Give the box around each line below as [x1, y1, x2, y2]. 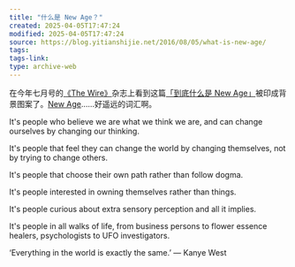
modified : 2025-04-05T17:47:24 [9, 29, 125, 38]
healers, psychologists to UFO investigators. [9, 230, 170, 240]
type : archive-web [9, 63, 77, 72]
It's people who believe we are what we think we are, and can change [9, 116, 263, 126]
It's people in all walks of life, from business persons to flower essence [9, 220, 268, 231]
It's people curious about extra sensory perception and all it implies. [9, 203, 257, 214]
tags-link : [9, 54, 49, 63]
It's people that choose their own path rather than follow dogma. [9, 169, 244, 179]
